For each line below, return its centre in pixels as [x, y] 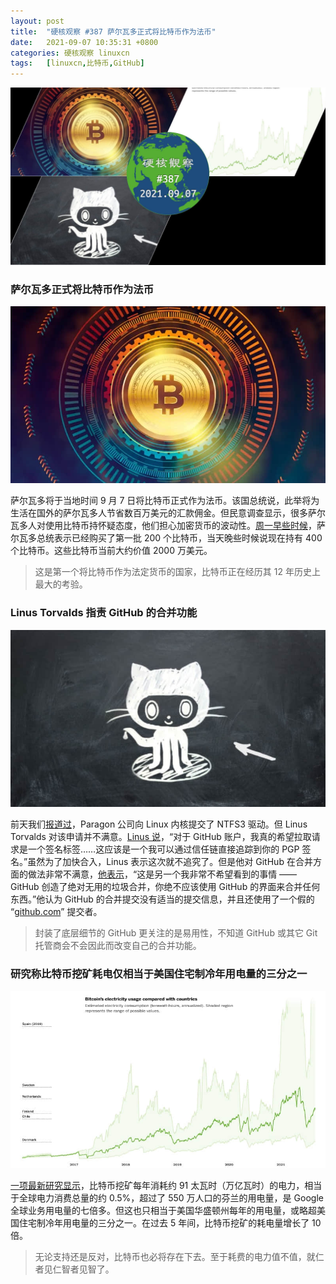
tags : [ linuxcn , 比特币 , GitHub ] [77, 63]
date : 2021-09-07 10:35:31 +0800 [84, 42]
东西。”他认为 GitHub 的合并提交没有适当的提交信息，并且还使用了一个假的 [162, 899]
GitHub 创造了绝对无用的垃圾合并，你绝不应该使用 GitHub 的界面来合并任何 [165, 887]
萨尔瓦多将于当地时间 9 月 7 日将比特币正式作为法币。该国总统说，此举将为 [165, 501]
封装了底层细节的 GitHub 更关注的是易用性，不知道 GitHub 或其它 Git [176, 933]
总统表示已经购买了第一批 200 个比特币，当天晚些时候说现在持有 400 [179, 538]
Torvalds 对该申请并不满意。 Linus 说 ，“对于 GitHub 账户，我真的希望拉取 [161, 837]
